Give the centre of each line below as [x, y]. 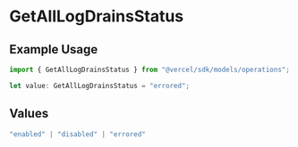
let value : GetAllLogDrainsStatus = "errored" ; [100, 86]
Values [29, 114]
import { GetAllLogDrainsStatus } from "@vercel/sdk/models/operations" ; [150, 69]
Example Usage [54, 49]
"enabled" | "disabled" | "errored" [77, 134]
